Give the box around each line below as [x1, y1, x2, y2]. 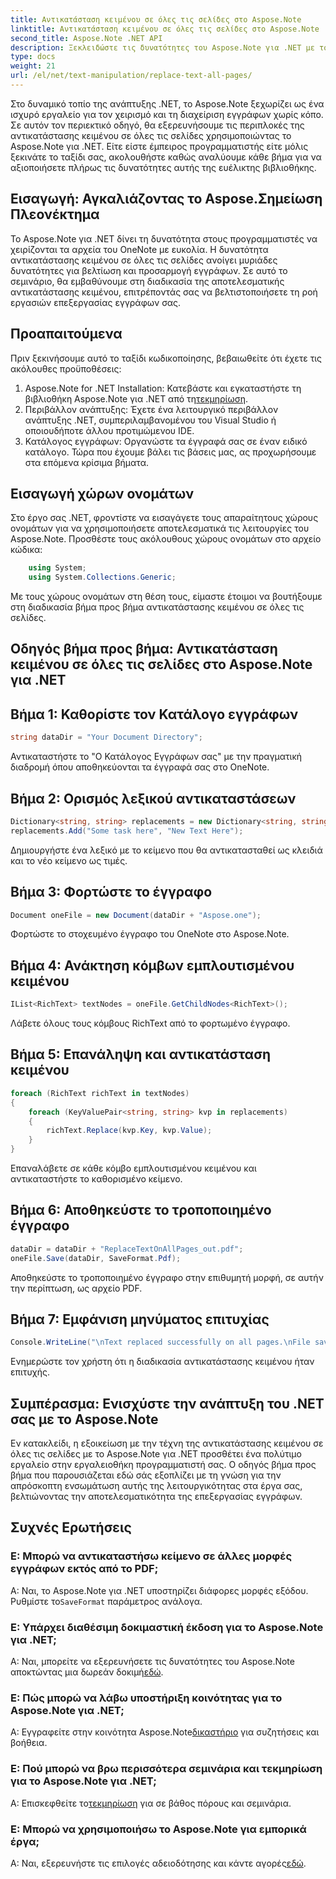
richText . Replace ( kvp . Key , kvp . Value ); [46, 1126, 213, 1136]
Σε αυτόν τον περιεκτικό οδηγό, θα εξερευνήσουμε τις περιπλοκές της [10, 119, 305, 131]
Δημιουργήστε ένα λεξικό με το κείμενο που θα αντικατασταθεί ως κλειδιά [10, 844, 323, 856]
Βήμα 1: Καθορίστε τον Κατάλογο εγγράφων [10, 706, 299, 723]
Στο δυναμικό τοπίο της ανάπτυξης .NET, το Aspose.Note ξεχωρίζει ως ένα [10, 97, 325, 110]
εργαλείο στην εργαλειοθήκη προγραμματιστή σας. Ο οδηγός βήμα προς [10, 1459, 317, 1471]
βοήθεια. [10, 1737, 48, 1749]
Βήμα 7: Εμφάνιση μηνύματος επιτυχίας [10, 1311, 270, 1328]
